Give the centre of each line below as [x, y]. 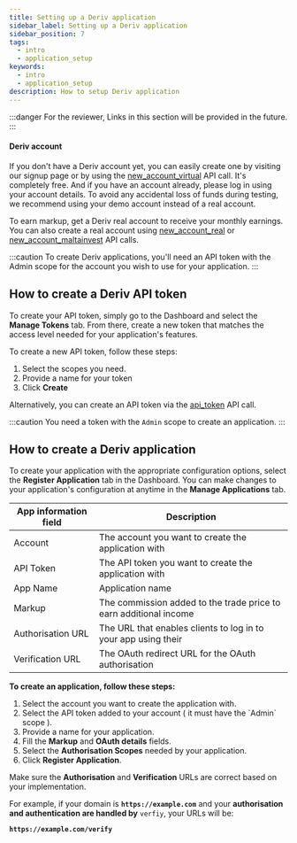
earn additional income [146, 614]
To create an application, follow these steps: [92, 686]
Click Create [45, 387]
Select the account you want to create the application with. [129, 704]
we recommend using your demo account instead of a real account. [133, 204]
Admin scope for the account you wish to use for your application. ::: [134, 266]
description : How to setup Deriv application [94, 91]
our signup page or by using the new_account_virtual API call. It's [128, 175]
